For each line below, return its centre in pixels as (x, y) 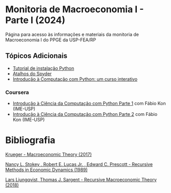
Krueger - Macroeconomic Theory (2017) (48, 154)
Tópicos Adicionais (36, 56)
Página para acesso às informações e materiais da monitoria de (72, 34)
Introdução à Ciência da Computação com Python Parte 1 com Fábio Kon (89, 104)
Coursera (17, 92)
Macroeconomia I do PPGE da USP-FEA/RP (51, 40)
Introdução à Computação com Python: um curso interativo (75, 79)
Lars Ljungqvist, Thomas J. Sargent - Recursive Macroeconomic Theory (81, 179)
